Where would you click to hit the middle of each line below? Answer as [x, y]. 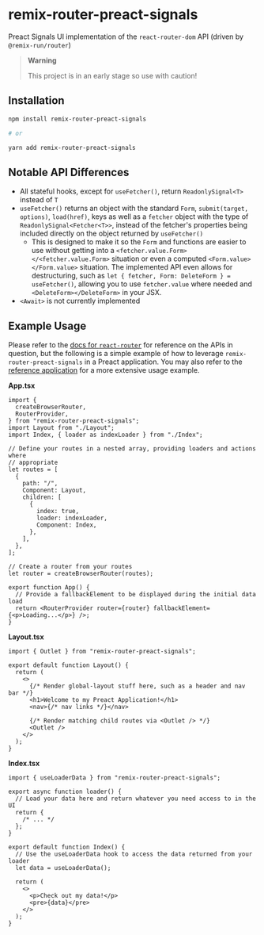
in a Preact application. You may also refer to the [163, 362]
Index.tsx [24, 763]
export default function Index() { [67, 847]
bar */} [21, 693]
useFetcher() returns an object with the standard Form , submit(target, [134, 209]
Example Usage [47, 326]
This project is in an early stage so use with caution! [112, 75]
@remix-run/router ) [40, 44]
